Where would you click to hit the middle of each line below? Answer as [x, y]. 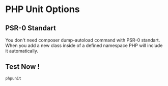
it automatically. [22, 51]
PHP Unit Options [43, 9]
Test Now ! [22, 67]
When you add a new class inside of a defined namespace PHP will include [84, 46]
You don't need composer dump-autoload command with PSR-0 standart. [83, 40]
